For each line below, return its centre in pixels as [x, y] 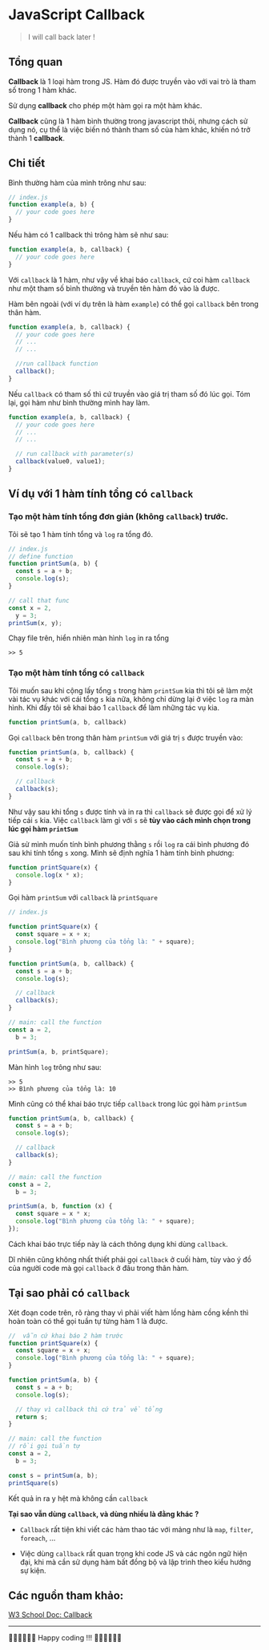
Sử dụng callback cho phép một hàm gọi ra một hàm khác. [105, 105]
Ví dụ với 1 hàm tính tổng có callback [101, 494]
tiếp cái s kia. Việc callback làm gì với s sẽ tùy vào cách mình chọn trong [129, 820]
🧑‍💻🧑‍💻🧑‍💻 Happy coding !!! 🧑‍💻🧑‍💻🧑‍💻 [65, 1638]
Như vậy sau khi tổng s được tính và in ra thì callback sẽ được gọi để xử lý [130, 812]
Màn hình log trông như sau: [55, 1067]
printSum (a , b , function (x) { [60, 1206]
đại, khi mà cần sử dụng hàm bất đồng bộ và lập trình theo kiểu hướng [135, 1562]
